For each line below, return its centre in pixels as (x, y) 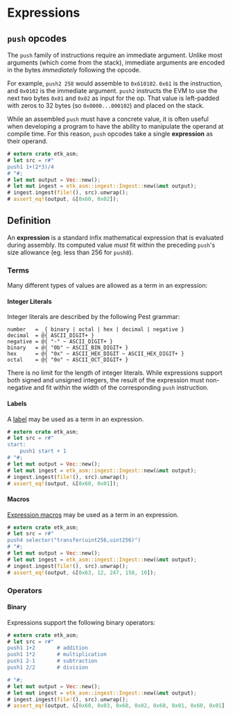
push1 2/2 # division (48, 668)
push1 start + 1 (43, 451)
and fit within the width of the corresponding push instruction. (121, 388)
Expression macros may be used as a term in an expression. (93, 514)
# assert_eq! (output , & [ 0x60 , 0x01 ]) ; (63, 483)
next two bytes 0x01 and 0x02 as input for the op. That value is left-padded (113, 98)
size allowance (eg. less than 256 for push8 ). (70, 252)
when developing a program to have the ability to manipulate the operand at (115, 126)
